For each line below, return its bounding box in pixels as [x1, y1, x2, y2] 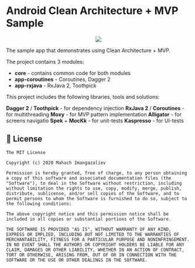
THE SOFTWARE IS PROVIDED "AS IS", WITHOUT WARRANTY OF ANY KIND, [6, 226, 172, 232]
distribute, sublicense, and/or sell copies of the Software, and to [6, 190, 180, 197]
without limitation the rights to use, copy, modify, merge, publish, [6, 185, 182, 191]
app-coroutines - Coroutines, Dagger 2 [14, 75, 111, 83]
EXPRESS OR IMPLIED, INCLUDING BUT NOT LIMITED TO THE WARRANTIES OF [6, 231, 180, 238]
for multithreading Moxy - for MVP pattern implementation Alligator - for [6, 111, 182, 118]
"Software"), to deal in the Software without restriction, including [6, 180, 182, 186]
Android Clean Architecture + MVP [6, 4, 179, 18]
